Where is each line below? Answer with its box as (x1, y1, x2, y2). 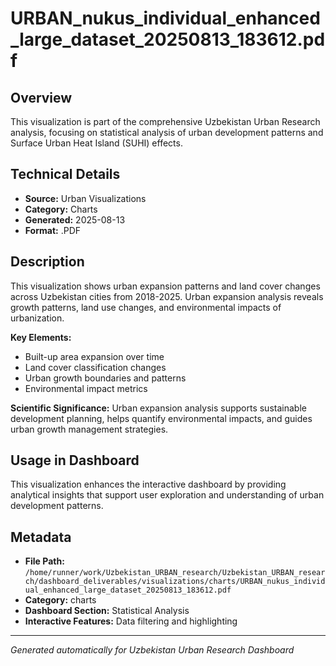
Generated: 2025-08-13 (24, 213, 126, 226)
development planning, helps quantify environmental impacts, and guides (10, 412, 313, 424)
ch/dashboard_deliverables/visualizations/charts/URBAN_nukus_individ (24, 577, 326, 587)
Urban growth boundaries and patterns (24, 372, 187, 384)
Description (10, 253, 85, 271)
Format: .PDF (24, 224, 81, 236)
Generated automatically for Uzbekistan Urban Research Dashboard (10, 644, 295, 656)
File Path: (24, 555, 65, 567)
